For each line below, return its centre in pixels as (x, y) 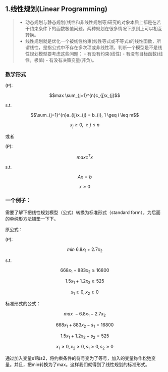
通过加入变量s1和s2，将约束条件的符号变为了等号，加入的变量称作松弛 (78, 358)
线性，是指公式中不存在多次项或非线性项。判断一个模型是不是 (94, 47)
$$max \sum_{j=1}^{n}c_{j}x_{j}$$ (85, 95)
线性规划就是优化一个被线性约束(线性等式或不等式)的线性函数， (91, 41)
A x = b (85, 177)
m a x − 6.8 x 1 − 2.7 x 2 (85, 314)
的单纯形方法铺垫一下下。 (32, 219)
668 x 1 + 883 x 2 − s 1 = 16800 (85, 325)
